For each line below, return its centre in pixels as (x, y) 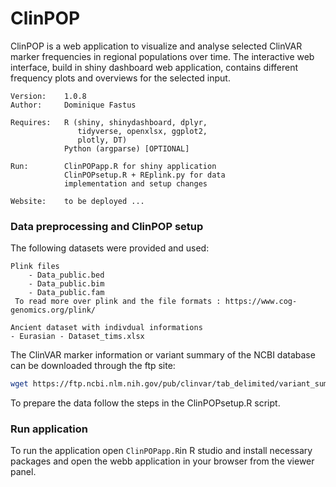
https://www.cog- (261, 302)
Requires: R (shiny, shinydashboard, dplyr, (109, 122)
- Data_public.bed (66, 275)
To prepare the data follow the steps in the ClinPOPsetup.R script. (145, 403)
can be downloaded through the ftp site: (93, 366)
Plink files (35, 267)
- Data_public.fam (66, 293)
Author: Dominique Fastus (73, 105)
